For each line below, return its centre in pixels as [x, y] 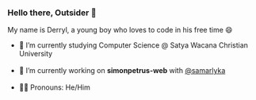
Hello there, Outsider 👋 [52, 13]
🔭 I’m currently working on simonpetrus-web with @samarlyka [122, 71]
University [36, 54]
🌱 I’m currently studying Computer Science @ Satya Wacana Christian [134, 45]
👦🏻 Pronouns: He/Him [54, 87]
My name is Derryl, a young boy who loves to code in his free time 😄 [120, 30]
